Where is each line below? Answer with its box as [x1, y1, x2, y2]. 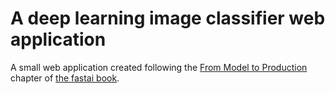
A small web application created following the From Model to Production [10, 61, 308, 73]
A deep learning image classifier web [10, 7, 326, 30]
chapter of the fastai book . [10, 72, 120, 84]
